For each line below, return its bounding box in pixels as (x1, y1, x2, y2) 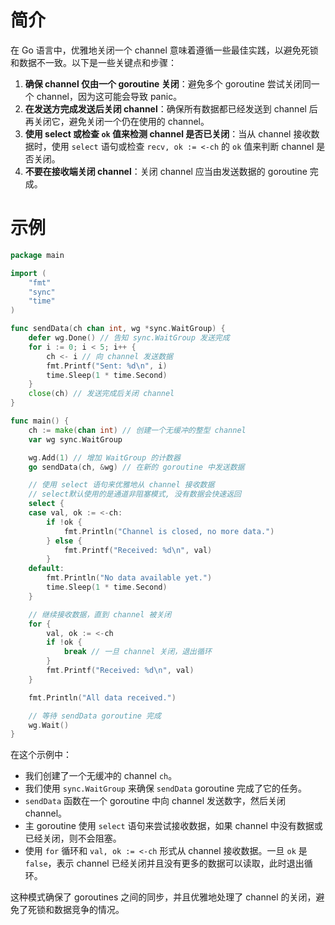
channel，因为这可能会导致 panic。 (36, 90, 183, 102)
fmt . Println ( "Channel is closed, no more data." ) (63, 526, 275, 536)
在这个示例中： (10, 749, 72, 761)
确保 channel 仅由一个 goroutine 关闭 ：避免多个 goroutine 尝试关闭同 (24, 77, 312, 90)
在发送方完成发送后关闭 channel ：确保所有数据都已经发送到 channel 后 (24, 102, 318, 115)
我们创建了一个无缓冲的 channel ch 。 (24, 770, 178, 782)
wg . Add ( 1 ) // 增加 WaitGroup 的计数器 (28, 452, 181, 463)
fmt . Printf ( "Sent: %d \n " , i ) (46, 361, 168, 371)
